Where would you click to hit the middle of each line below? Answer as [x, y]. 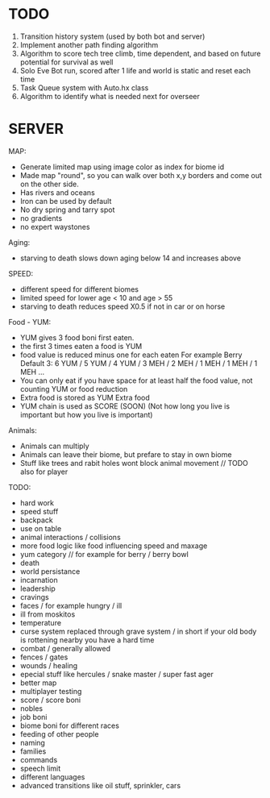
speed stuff [39, 511]
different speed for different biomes [79, 289]
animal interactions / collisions [70, 537]
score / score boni [50, 700]
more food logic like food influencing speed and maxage [114, 546]
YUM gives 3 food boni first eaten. [77, 337]
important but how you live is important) [86, 414]
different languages [52, 777]
